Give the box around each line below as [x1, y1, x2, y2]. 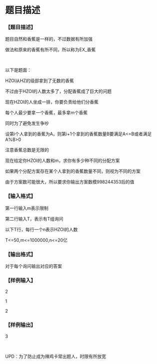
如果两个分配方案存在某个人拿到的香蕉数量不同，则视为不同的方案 [5, 168, 141, 174]
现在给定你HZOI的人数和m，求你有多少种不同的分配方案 [5, 157, 120, 163]
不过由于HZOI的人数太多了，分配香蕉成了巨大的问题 [5, 88, 112, 94]
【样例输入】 [5, 277, 36, 284]
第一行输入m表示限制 [5, 205, 49, 211]
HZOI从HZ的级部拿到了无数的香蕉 [5, 78, 74, 84]
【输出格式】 [5, 251, 36, 258]
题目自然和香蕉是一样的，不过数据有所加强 [5, 36, 93, 42]
